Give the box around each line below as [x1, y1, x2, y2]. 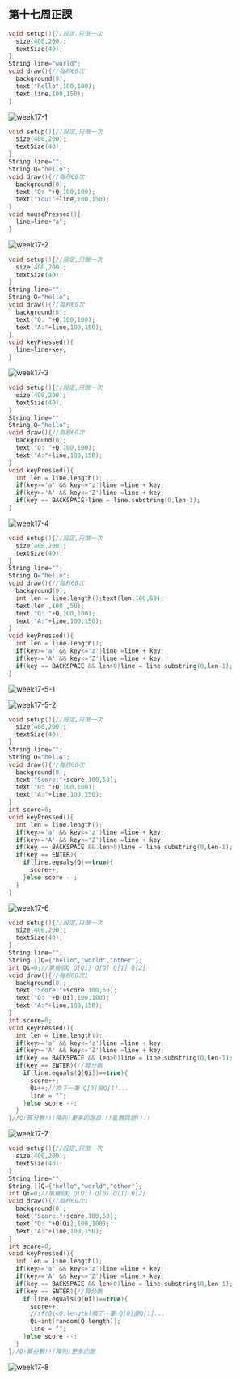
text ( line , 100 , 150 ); [15, 90, 85, 98]
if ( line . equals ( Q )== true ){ [23, 858, 114, 867]
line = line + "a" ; [15, 218, 67, 226]
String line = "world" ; [8, 60, 82, 68]
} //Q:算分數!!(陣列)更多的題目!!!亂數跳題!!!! [8, 1115, 151, 1123]
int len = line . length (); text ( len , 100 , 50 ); [15, 594, 164, 603]
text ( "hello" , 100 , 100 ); [15, 82, 95, 91]
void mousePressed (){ [8, 210, 82, 218]
